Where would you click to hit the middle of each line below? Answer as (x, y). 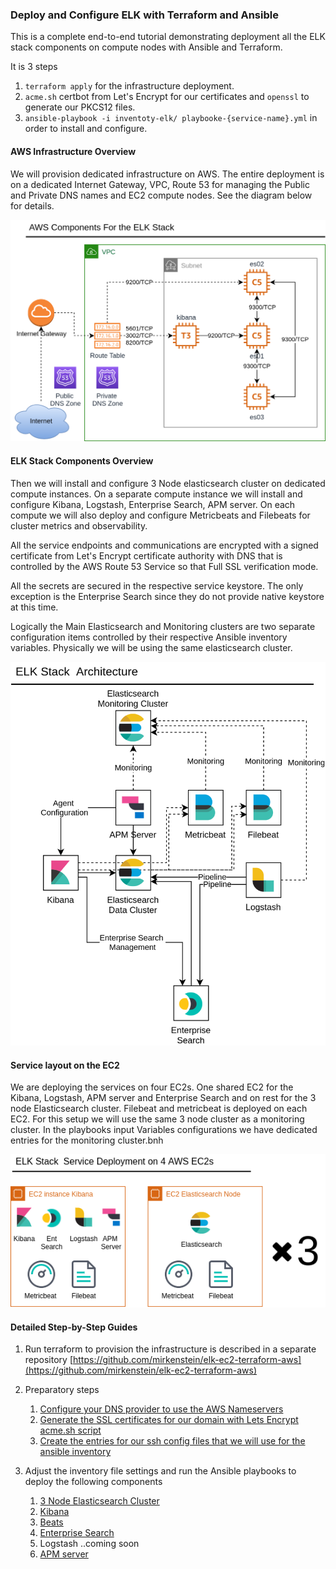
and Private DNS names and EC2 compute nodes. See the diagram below (161, 195)
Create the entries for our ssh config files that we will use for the (172, 1441)
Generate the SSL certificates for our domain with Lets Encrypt (169, 1420)
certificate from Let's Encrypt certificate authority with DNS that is (146, 555)
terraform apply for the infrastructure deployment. (129, 86)
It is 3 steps (34, 67)
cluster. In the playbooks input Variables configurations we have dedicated (164, 1130)
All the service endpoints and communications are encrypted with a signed (164, 545)
